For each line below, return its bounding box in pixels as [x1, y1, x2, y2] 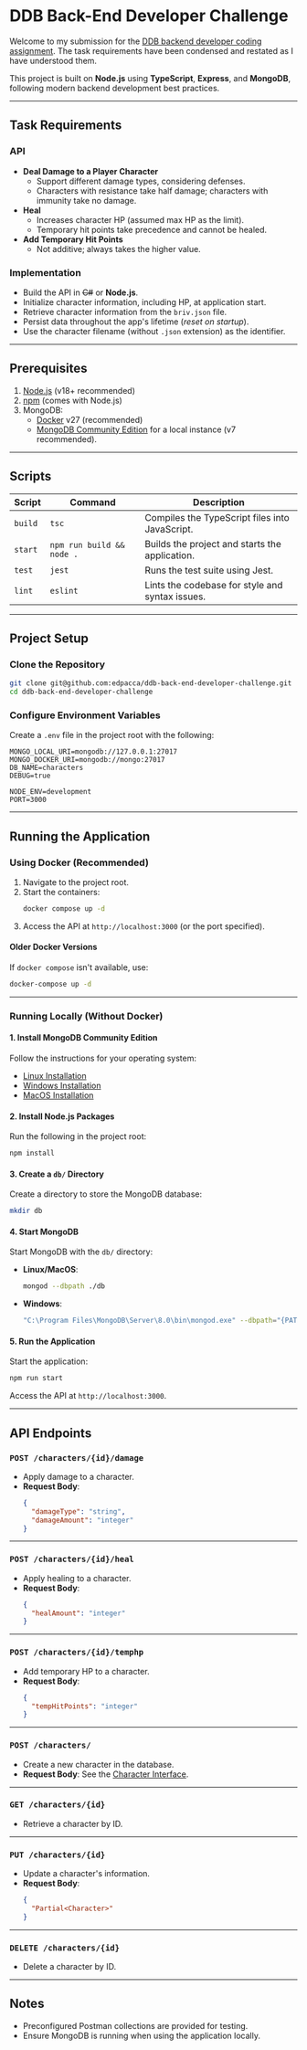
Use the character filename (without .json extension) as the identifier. [22, 325, 286, 336]
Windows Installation [22, 1080, 101, 1092]
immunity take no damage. [36, 195, 137, 206]
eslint [49, 586, 79, 596]
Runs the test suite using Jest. [144, 564, 274, 576]
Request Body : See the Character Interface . [22, 1769, 189, 1780]
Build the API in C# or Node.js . [22, 287, 139, 298]
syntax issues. [144, 590, 206, 603]
